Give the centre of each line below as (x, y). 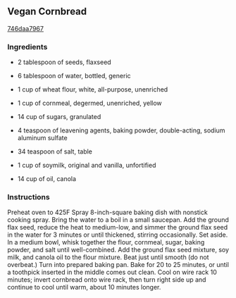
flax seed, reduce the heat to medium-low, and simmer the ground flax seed (118, 228)
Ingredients (27, 46)
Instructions (29, 197)
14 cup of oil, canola (46, 179)
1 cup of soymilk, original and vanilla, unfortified (87, 166)
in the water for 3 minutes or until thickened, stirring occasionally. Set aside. (118, 235)
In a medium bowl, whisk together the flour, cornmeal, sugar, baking (106, 242)
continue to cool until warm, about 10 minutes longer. (84, 287)
